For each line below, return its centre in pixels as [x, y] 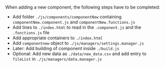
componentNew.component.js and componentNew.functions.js [74, 22]
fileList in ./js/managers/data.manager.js [57, 59]
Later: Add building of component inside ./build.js [66, 48]
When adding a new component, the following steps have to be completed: [83, 7]
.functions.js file [31, 33]
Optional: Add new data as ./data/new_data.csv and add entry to [79, 54]
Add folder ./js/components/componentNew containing [67, 17]
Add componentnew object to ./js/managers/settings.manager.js [78, 43]
